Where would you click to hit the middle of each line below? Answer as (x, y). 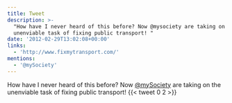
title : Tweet (26, 13)
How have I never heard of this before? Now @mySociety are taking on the (114, 84)
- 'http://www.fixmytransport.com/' (66, 53)
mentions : (22, 59)
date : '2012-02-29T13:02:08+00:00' (59, 39)
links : (17, 46)
